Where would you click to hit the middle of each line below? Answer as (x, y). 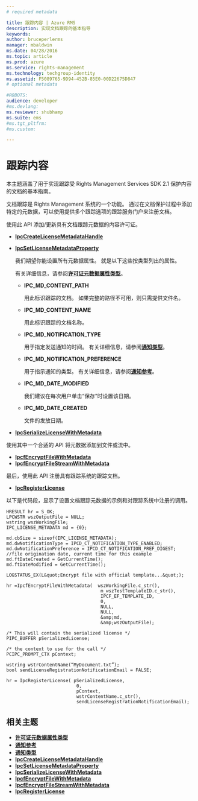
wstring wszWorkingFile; (37, 522)
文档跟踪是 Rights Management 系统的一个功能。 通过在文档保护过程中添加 (99, 204)
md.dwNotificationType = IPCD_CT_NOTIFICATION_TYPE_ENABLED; (85, 543)
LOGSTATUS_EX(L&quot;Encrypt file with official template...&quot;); (95, 575)
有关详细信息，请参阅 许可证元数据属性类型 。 (70, 274)
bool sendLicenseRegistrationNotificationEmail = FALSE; (79, 670)
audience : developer (32, 101)
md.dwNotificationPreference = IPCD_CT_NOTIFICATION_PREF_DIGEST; (91, 549)
